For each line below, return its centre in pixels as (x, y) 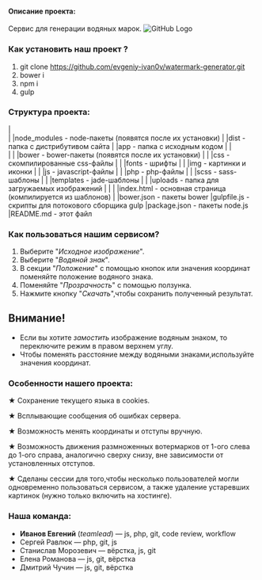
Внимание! (37, 318)
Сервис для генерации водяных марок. (75, 29)
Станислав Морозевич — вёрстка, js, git (88, 550)
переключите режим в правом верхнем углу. (97, 345)
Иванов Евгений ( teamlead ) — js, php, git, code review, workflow (127, 533)
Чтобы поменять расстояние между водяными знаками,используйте (137, 354)
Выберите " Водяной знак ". (65, 260)
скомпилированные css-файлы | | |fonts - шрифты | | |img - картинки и (127, 163)
